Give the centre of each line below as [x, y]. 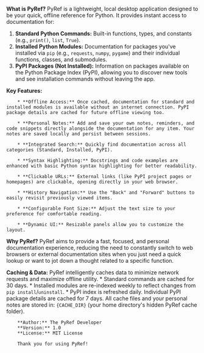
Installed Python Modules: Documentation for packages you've [96, 46]
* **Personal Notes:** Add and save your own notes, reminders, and [106, 123]
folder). [16, 311]
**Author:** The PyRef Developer [60, 323]
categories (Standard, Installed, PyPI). [60, 150]
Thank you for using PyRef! [53, 344]
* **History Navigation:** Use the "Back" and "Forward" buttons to [106, 193]
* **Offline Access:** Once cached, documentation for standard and [106, 102]
